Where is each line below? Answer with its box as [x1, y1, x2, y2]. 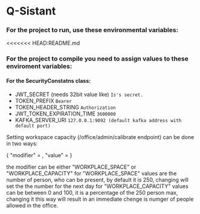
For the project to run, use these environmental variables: [6, 26, 179, 34]
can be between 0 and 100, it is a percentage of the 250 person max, [6, 189, 178, 196]
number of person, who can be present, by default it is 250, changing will [6, 176, 189, 183]
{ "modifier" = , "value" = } [6, 151, 73, 158]
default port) [15, 123, 51, 129]
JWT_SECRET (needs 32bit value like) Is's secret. [15, 91, 144, 98]
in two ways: [6, 140, 38, 147]
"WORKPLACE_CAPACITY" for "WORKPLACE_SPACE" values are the [6, 169, 177, 177]
